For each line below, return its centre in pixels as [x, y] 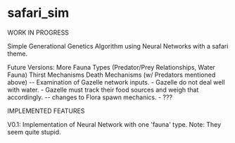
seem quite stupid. [34, 132]
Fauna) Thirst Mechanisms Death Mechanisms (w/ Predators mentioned [112, 75]
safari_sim [38, 13]
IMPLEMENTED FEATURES [46, 111]
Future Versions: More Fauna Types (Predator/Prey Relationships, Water [112, 67]
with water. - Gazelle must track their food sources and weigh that [103, 89]
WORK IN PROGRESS [38, 32]
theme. [18, 54]
